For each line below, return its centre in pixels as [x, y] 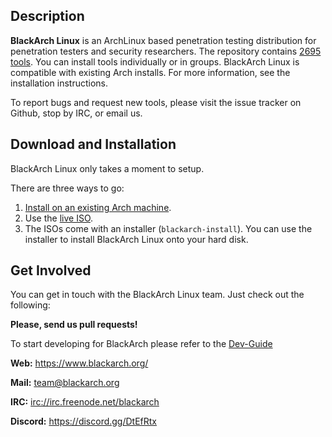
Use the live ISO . [59, 218]
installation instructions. [59, 83]
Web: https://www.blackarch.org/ [79, 363]
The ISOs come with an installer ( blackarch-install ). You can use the [168, 228]
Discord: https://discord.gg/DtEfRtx [84, 421]
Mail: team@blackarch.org [65, 383]
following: [30, 305]
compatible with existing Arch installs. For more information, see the [150, 72]
